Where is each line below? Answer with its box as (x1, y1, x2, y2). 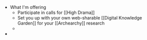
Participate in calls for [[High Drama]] (17, 9, 95, 15)
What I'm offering (10, 4, 47, 10)
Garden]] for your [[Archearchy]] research (17, 20, 105, 26)
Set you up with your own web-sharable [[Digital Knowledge (17, 15, 142, 20)
